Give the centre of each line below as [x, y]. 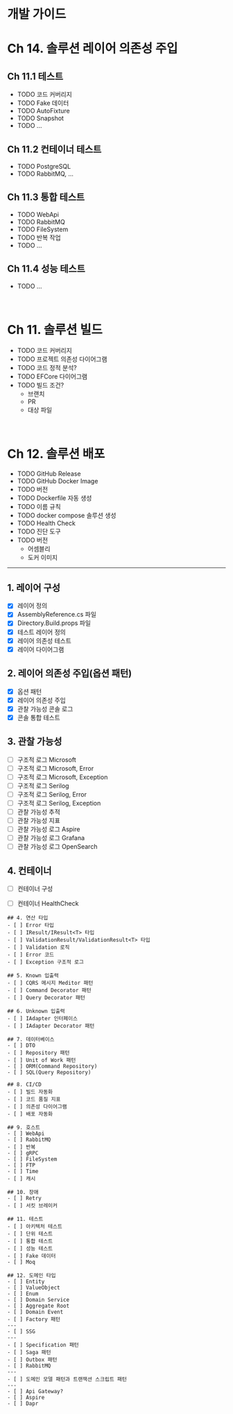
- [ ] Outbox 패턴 [32, 1360]
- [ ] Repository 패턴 [38, 1053]
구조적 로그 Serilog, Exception [59, 803]
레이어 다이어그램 [41, 649]
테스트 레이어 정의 [41, 632]
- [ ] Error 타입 [31, 925]
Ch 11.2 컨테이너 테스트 [54, 149]
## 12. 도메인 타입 [32, 1276]
